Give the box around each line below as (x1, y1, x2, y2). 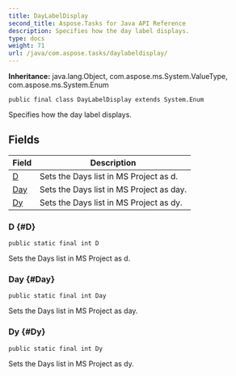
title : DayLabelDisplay (8, 11, 89, 20)
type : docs (8, 34, 45, 43)
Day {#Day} (8, 274, 55, 285)
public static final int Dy (8, 345, 103, 353)
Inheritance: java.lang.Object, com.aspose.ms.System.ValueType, (8, 72, 228, 81)
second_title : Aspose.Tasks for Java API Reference (8, 19, 186, 27)
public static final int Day (8, 292, 107, 300)
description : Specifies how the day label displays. (8, 27, 190, 35)
